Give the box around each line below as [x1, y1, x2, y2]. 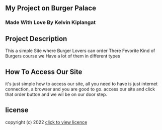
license [5, 106, 29, 114]
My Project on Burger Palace [5, 4, 97, 12]
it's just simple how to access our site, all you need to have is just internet [5, 80, 158, 86]
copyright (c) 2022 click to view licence [5, 119, 88, 125]
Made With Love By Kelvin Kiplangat [5, 19, 96, 26]
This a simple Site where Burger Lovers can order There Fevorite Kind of [5, 47, 155, 54]
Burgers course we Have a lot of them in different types [5, 53, 121, 59]
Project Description [5, 34, 67, 43]
